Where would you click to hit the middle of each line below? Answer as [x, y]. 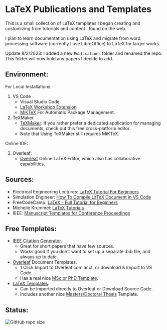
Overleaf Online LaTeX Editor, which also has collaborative [80, 158]
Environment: [27, 75]
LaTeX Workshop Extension [48, 107]
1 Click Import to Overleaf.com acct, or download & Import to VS [86, 268]
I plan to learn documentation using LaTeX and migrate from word [73, 38]
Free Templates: [31, 229]
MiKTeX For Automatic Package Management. [67, 112]
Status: [17, 310]
